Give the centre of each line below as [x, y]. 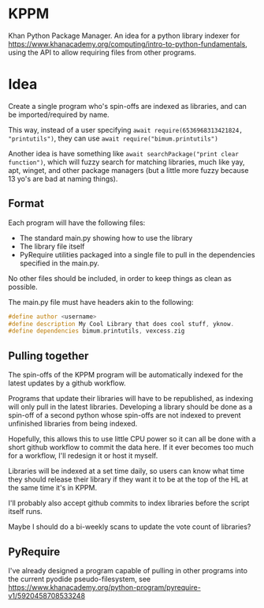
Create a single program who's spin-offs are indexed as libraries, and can [127, 106]
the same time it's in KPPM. [52, 488]
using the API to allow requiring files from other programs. [102, 52]
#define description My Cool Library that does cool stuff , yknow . [121, 324]
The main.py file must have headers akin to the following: [101, 302]
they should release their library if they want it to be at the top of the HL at [128, 479]
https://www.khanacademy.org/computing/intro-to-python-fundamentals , [128, 43]
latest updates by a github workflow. [67, 383]
